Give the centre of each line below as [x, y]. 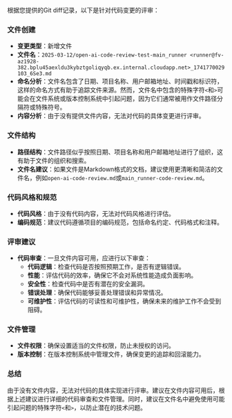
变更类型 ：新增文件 [45, 46]
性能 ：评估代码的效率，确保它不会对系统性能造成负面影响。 [112, 275]
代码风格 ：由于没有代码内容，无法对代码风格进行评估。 [96, 213]
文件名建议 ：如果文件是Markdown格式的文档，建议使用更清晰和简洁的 [117, 169]
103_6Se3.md [34, 74]
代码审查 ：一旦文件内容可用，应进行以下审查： [84, 258]
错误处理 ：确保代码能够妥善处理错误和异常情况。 [97, 292]
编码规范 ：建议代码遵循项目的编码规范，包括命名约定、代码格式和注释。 [120, 222]
